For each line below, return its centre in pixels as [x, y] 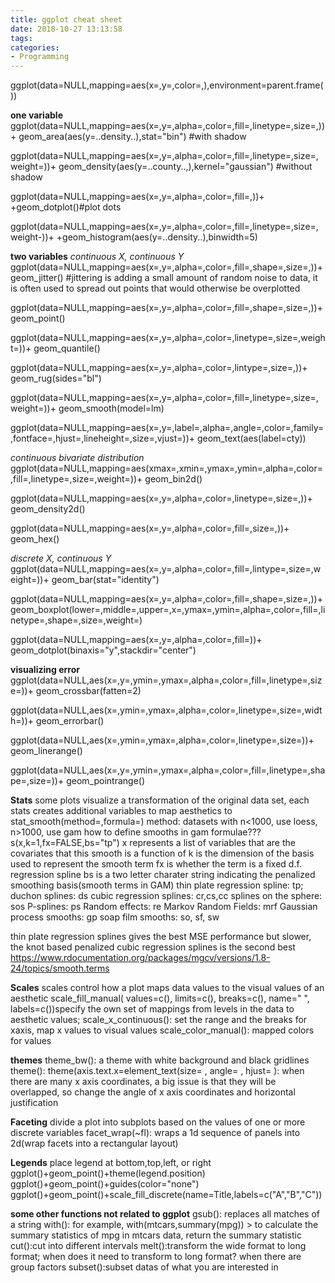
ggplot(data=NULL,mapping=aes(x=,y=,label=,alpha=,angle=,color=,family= [167, 428]
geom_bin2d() [173, 479]
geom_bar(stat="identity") [105, 580]
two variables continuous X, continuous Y [97, 257]
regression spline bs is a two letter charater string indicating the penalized [163, 875]
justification [34, 1103]
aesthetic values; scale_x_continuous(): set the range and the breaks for [159, 1020]
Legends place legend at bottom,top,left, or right [111, 1163]
